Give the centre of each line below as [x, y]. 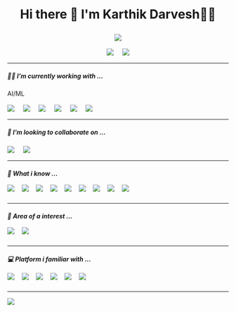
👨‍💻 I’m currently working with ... [55, 76]
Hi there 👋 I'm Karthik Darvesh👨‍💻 [118, 14]
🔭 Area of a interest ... [40, 216]
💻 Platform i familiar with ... [49, 259]
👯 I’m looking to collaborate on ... [57, 132]
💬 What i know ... [33, 173]
